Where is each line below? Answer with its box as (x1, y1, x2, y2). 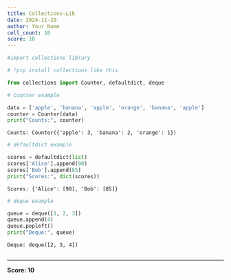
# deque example (7, 197, 54, 204)
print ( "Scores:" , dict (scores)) (7, 173, 100, 180)
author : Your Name (7, 23, 60, 30)
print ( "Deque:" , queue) (7, 229, 76, 236)
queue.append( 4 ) (7, 216, 54, 224)
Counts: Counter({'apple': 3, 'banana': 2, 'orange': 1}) (7, 129, 177, 136)
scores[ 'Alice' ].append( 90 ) (7, 160, 88, 167)
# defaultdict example (7, 142, 72, 149)
